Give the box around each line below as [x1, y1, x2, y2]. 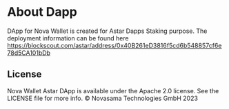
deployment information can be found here [7, 34, 129, 42]
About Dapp [7, 4, 77, 20]
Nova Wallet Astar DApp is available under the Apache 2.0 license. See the [7, 86, 219, 95]
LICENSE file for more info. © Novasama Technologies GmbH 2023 [7, 94, 199, 102]
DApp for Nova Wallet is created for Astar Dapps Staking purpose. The [7, 27, 208, 35]
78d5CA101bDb [7, 49, 50, 57]
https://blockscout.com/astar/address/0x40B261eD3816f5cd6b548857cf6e [7, 41, 222, 49]
